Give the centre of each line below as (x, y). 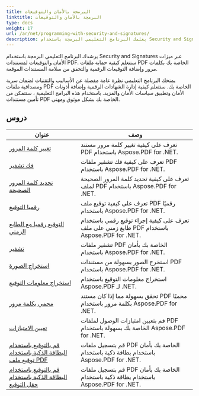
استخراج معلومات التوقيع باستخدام (124, 278)
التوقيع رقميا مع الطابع (36, 224)
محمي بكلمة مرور (31, 303)
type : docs (20, 23)
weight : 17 (20, 28)
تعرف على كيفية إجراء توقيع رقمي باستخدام (135, 220)
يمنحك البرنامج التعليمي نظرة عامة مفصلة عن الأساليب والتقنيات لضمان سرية (91, 80)
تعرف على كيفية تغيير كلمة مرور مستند (129, 144)
